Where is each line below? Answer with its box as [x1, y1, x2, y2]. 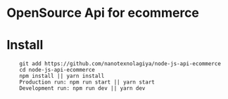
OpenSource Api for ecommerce [6, 5, 200, 21]
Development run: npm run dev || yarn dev [19, 85, 146, 92]
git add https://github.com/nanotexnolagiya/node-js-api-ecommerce [19, 60, 221, 67]
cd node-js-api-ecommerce [19, 67, 96, 74]
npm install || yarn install [19, 72, 105, 80]
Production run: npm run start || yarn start [19, 79, 156, 86]
